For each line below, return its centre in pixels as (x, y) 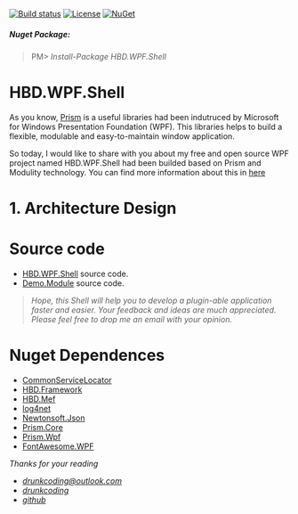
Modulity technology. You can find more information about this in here (137, 172)
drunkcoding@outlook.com (72, 480)
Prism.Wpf (41, 436)
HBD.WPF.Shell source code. (75, 274)
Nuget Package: (40, 34)
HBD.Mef (39, 399)
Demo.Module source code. (73, 283)
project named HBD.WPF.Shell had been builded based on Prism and (135, 163)
